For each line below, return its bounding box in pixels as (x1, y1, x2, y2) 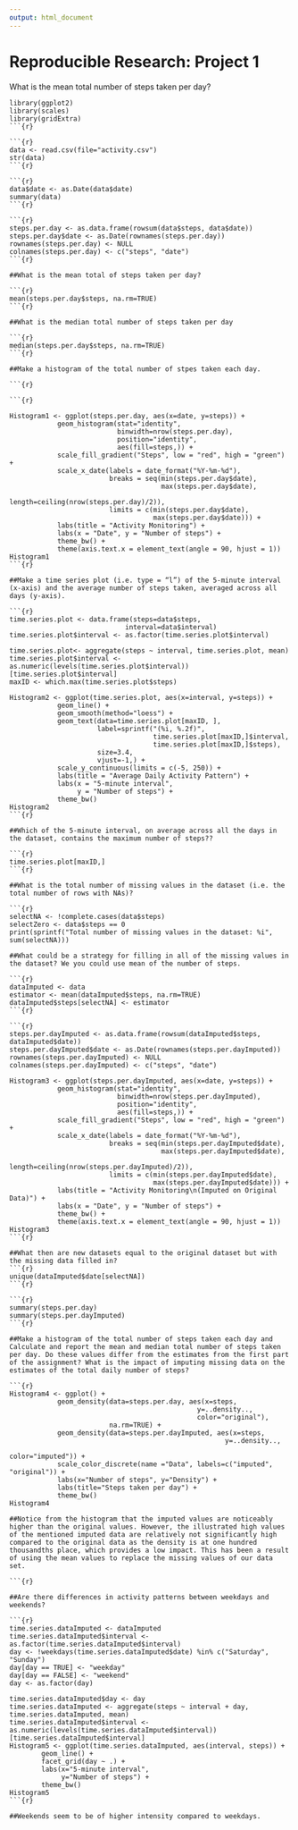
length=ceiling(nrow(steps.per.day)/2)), (9, 497, 166, 506)
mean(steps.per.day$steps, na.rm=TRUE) (9, 294, 158, 303)
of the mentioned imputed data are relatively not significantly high (9, 1530, 277, 1539)
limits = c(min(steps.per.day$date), (108, 505, 250, 514)
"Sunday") (9, 1655, 46, 1664)
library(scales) (9, 106, 70, 115)
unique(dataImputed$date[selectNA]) (9, 1271, 145, 1281)
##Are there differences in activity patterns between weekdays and (9, 1592, 269, 1601)
